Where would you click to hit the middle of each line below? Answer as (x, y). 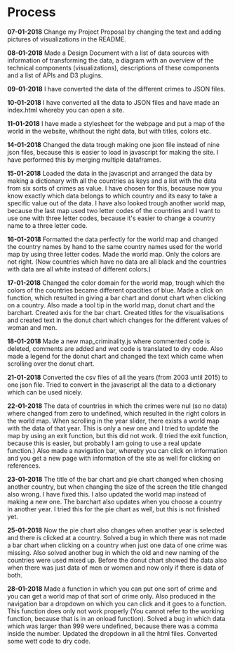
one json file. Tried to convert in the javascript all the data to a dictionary (112, 385)
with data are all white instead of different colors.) (79, 269)
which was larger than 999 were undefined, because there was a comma (113, 626)
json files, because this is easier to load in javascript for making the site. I (113, 152)
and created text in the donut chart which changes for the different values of (118, 320)
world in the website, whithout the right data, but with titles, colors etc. (109, 131)
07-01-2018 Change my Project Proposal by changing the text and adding (114, 32)
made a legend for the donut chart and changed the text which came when (116, 356)
